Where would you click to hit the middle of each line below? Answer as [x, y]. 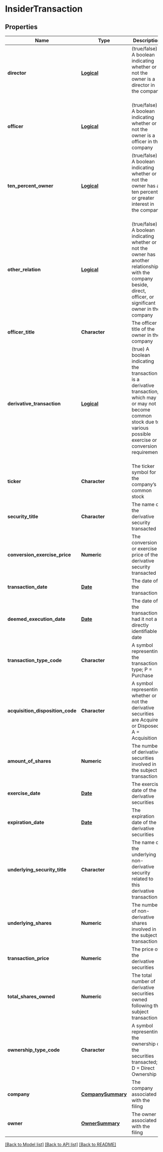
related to [143, 879]
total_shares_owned [31, 996]
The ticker [143, 466]
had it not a [144, 619]
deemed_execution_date [36, 619]
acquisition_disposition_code [42, 711]
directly [140, 625]
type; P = [142, 669]
